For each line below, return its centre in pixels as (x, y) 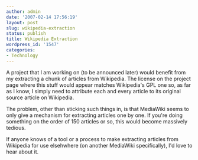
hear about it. (22, 152)
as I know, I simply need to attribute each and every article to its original (94, 91)
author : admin (24, 12)
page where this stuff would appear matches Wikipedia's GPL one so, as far (98, 85)
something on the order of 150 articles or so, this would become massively (97, 121)
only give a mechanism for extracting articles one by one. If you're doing (95, 115)
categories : (21, 50)
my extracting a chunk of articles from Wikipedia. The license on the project (98, 79)
